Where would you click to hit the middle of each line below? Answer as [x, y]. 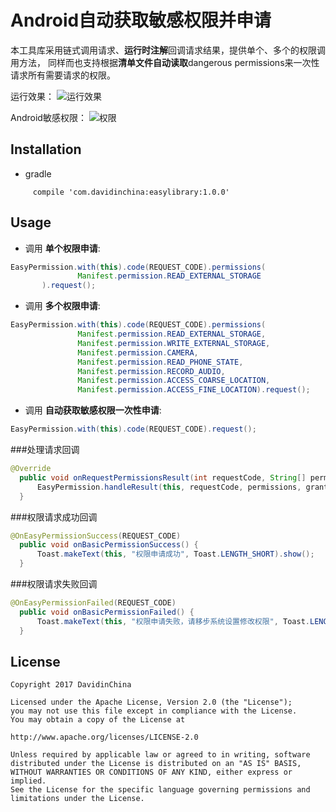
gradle [38, 173]
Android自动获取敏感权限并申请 [141, 20]
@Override [31, 469]
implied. [28, 781]
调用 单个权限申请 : [62, 248]
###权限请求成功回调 [54, 517]
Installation [46, 149]
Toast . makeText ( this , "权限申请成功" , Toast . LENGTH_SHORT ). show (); [175, 554]
